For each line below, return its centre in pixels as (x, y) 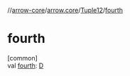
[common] (22, 58)
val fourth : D (26, 65)
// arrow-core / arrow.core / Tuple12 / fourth (65, 10)
